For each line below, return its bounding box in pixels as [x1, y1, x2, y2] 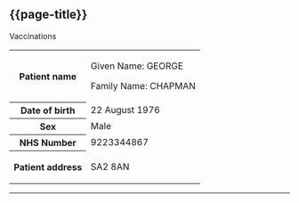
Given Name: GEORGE [90, 60, 184, 72]
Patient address [13, 161, 83, 174]
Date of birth [20, 104, 76, 117]
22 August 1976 [90, 104, 160, 117]
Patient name [19, 70, 77, 83]
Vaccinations [9, 30, 57, 41]
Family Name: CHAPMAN [90, 79, 196, 92]
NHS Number [19, 137, 77, 150]
